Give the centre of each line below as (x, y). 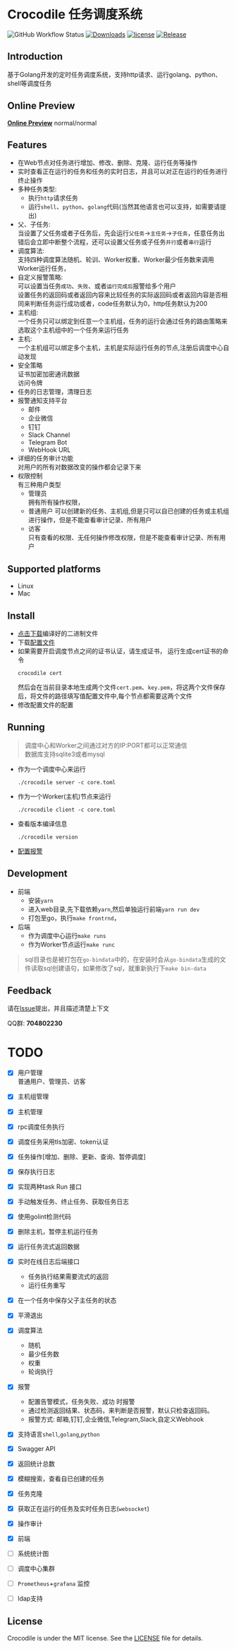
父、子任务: (34, 224)
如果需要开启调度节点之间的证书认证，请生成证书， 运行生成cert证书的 (120, 651)
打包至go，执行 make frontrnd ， (74, 918)
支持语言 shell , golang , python (58, 1434)
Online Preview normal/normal (52, 123)
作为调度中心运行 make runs (67, 935)
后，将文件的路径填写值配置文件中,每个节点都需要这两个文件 (105, 696)
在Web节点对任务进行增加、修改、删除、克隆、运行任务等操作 (107, 163)
